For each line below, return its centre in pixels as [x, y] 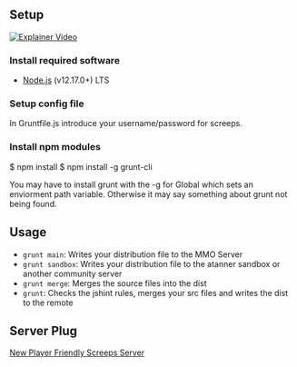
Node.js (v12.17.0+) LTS [66, 80]
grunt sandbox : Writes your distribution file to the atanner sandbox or [151, 263]
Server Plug [44, 331]
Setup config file [47, 104]
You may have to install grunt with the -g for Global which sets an [132, 184]
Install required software [65, 60]
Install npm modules [55, 147]
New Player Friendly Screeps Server [77, 352]
